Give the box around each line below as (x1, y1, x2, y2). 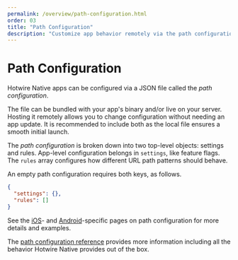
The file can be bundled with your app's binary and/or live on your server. (7, 105, 222, 114)
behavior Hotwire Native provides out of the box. (7, 244, 150, 253)
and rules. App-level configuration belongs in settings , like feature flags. (7, 149, 220, 158)
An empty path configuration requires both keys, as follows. (7, 170, 182, 179)
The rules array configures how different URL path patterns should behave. (7, 156, 228, 165)
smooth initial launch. (7, 128, 69, 136)
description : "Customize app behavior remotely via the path (7, 30, 192, 37)
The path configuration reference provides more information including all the (7, 237, 231, 246)
